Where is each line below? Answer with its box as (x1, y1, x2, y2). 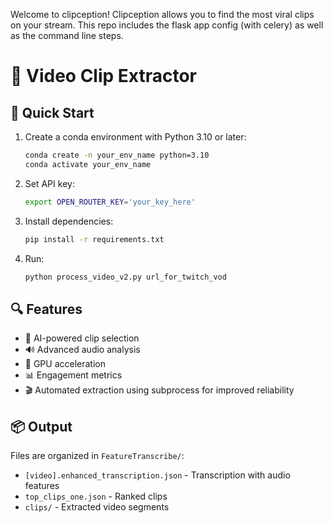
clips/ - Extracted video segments (24, 501, 170, 513)
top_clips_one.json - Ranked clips (24, 490, 168, 502)
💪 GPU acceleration (24, 358, 107, 370)
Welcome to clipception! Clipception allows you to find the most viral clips (10, 9, 315, 20)
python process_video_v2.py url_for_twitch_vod (24, 272, 227, 282)
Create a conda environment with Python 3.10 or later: (24, 131, 247, 143)
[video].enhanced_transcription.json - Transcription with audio (24, 469, 291, 481)
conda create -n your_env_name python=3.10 (24, 150, 210, 160)
